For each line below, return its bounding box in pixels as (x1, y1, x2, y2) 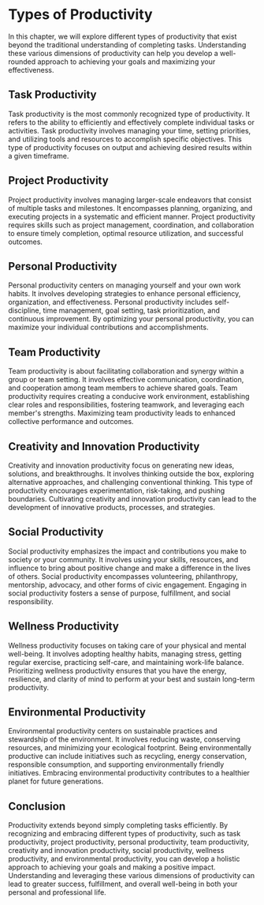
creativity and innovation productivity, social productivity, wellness (8, 846, 225, 855)
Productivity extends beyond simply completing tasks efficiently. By (8, 821, 229, 830)
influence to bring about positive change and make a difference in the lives (8, 563, 251, 573)
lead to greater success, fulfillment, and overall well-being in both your (8, 879, 238, 889)
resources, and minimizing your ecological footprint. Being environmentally (8, 743, 252, 753)
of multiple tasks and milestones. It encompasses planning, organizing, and (8, 203, 253, 212)
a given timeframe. (8, 151, 69, 160)
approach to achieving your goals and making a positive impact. (8, 862, 216, 872)
